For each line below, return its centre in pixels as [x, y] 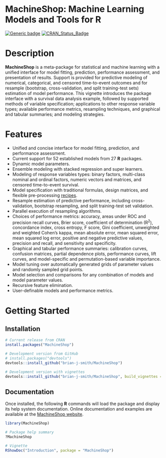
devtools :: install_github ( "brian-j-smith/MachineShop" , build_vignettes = [84, 376]
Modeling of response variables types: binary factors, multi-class [79, 174]
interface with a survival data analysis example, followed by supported [77, 98]
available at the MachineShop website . [44, 414]
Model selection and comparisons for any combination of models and [83, 275]
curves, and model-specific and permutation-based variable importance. [86, 259]
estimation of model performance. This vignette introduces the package [78, 93]
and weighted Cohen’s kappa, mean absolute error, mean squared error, [85, 233]
